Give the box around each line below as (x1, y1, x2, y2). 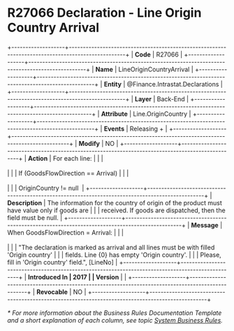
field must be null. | (7, 213, 63, 221)
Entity (103, 80, 122, 88)
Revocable (36, 288, 68, 296)
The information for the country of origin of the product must (47, 198, 222, 207)
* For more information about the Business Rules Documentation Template (7, 309, 222, 317)
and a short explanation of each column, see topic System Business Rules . (7, 316, 224, 324)
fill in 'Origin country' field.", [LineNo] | (7, 258, 118, 266)
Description (7, 198, 43, 207)
